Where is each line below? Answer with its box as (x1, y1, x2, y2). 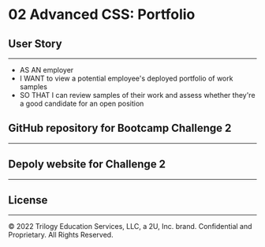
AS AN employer (19, 65, 74, 74)
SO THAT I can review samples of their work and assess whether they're (19, 91, 256, 99)
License (8, 193, 48, 207)
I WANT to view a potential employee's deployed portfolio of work (19, 73, 233, 83)
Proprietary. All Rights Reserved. (8, 230, 114, 240)
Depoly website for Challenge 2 (8, 158, 166, 171)
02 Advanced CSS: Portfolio (8, 6, 196, 24)
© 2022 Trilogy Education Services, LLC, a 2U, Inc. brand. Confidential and (8, 222, 252, 231)
